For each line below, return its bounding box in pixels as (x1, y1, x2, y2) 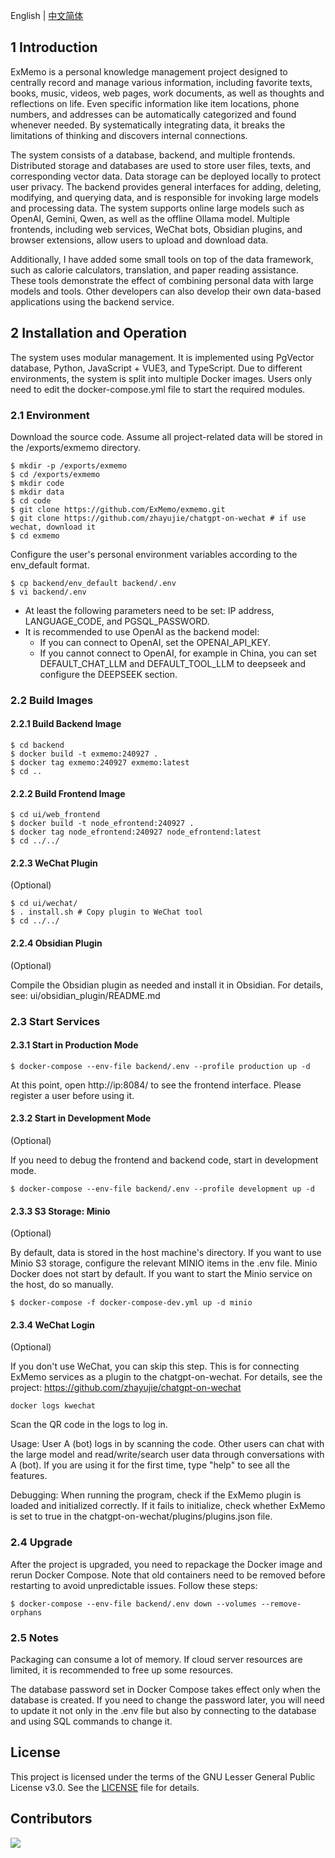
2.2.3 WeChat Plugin (10, 857, 98, 869)
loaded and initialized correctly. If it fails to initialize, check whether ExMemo (10, 1500, 326, 1512)
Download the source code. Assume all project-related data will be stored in (10, 430, 323, 443)
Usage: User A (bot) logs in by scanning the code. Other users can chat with (10, 1438, 325, 1450)
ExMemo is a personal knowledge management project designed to (10, 65, 288, 78)
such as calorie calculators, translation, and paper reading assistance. (10, 264, 299, 276)
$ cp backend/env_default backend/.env (10, 578, 177, 588)
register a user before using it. (10, 1089, 135, 1101)
